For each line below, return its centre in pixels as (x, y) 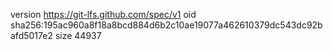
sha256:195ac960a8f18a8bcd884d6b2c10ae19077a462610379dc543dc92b (166, 25)
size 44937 (78, 35)
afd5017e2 (31, 35)
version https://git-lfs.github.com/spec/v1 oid (103, 14)
